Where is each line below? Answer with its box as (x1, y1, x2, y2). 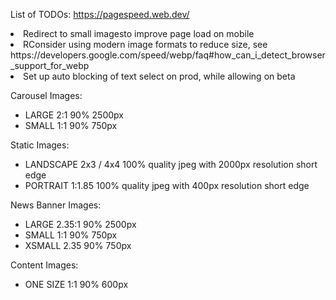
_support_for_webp (10, 60, 90, 71)
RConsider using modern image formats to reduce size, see (23, 39, 268, 50)
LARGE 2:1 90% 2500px (24, 109, 124, 121)
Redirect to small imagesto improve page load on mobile (23, 28, 255, 39)
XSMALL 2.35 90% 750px (24, 240, 132, 251)
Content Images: (10, 259, 79, 271)
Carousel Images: (10, 90, 83, 101)
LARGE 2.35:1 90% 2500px (24, 219, 137, 230)
